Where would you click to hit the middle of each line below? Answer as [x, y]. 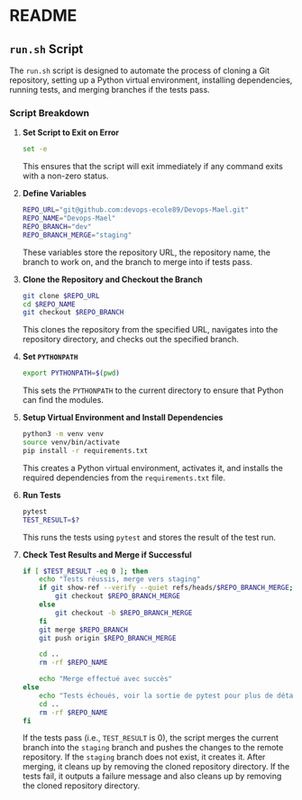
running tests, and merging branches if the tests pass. [110, 90]
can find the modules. [63, 400]
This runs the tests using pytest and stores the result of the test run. [149, 537]
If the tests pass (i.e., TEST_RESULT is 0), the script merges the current [151, 738]
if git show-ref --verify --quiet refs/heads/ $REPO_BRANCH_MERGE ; [166, 588]
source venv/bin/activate [71, 442]
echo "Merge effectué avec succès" [106, 679]
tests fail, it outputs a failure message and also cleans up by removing [152, 777]
